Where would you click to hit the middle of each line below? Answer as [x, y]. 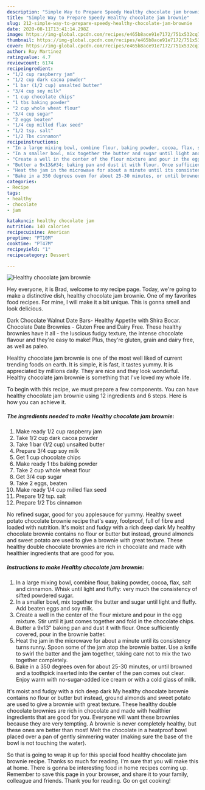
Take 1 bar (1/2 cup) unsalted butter [60, 444]
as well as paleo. [28, 346]
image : [15, 35]
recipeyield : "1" [29, 249]
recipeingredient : [30, 68]
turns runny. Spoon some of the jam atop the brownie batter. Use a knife [106, 647]
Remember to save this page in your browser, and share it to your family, [98, 774]
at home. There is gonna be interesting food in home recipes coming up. [97, 768]
